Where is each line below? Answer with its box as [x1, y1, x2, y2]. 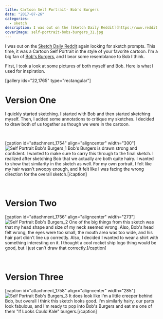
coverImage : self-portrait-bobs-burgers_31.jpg [5, 30, 104, 35]
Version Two [5, 198, 57, 209]
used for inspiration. [5, 68, 45, 74]
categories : [5, 16, 29, 21]
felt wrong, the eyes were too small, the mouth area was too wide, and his [5, 229, 153, 235]
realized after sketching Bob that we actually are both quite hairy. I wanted [5, 156, 154, 161]
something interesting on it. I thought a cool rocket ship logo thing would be [5, 239, 157, 245]
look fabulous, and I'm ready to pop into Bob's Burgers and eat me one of [5, 303, 152, 309]
